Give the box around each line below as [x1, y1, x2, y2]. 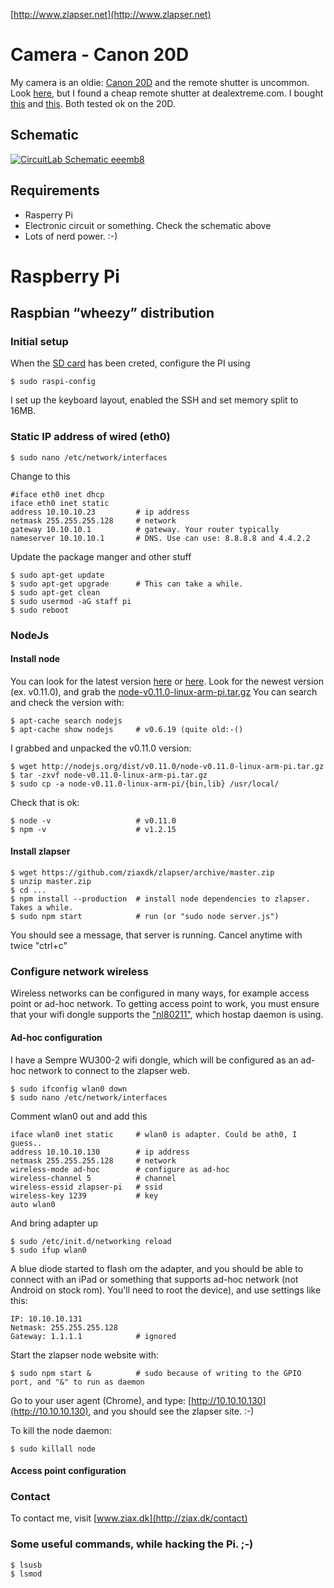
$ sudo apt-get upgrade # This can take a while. [10, 579, 244, 589]
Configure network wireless [10, 964, 149, 978]
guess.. [10, 1138, 43, 1148]
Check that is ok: [10, 796, 80, 808]
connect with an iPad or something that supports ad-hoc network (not [10, 1273, 299, 1285]
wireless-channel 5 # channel [10, 1173, 177, 1183]
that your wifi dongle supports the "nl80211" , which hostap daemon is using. [10, 1009, 324, 1021]
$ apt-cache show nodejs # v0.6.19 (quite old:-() [10, 724, 244, 734]
